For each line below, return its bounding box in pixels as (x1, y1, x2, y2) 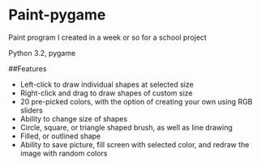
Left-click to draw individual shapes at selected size (19, 79, 195, 89)
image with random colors (19, 148, 108, 158)
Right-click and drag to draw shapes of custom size (19, 87, 193, 98)
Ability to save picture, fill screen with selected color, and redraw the (19, 139, 250, 149)
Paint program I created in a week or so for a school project (8, 32, 207, 42)
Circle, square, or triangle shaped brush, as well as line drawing (19, 122, 233, 132)
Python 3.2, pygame (8, 48, 76, 57)
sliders (19, 105, 43, 115)
